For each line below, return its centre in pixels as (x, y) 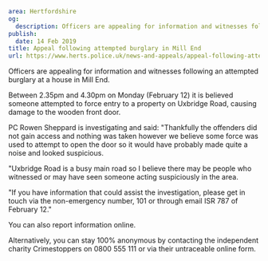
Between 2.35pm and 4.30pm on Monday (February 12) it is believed (121, 95)
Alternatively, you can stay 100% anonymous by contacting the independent (134, 240)
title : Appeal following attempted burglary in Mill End (105, 49)
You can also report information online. (72, 225)
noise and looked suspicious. (56, 153)
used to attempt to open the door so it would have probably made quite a (128, 144)
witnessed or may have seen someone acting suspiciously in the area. (124, 177)
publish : (23, 34)
